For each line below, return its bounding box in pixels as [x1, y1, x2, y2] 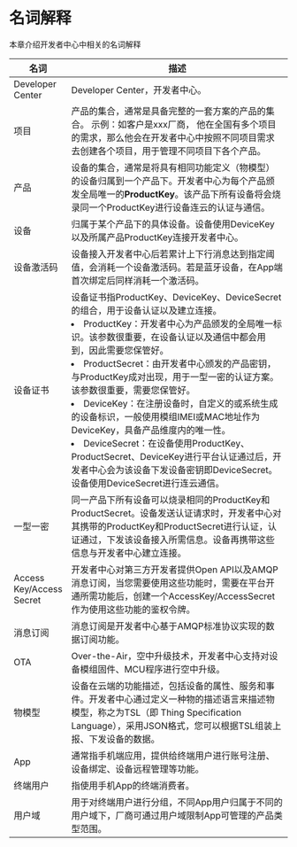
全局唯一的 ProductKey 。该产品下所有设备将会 [80, 188, 272, 200]
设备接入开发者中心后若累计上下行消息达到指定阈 [71, 247, 276, 260]
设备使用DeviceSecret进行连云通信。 [71, 477, 225, 489]
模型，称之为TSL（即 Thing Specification [71, 706, 241, 719]
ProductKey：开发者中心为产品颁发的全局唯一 [83, 317, 274, 330]
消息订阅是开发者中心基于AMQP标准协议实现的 [71, 619, 267, 632]
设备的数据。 [106, 733, 161, 745]
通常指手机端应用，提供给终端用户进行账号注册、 [71, 750, 276, 762]
